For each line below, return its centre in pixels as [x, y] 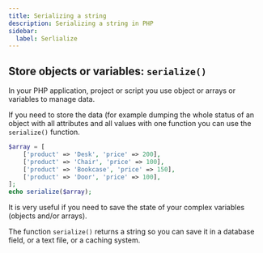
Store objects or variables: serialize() [108, 71]
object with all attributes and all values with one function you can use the [130, 124]
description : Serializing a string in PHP [81, 23]
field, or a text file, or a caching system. [74, 240]
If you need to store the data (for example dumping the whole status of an [131, 115]
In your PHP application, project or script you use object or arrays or [122, 91]
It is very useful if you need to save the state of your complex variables [127, 208]
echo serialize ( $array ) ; [50, 192]
